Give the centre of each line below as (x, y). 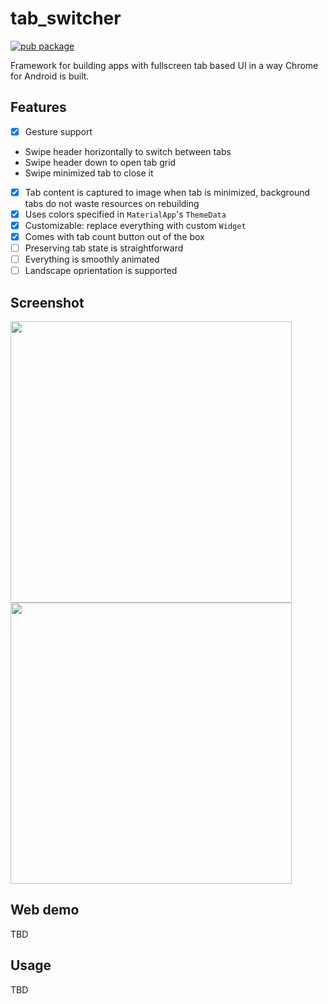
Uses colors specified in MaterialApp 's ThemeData (125, 214)
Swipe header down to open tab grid (100, 162)
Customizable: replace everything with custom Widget (135, 225)
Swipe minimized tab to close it (89, 173)
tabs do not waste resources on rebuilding (112, 203)
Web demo (45, 910)
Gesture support (58, 131)
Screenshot (47, 302)
